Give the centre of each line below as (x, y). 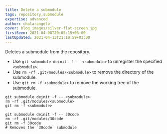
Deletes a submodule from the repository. (48, 52)
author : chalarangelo (28, 24)
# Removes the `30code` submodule (41, 128)
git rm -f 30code (23, 123)
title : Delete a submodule (33, 10)
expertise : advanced (27, 19)
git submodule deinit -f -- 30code (42, 114)
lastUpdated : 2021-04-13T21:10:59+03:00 (48, 38)
